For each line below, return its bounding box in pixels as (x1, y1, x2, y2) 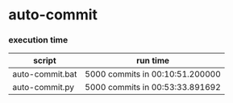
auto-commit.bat (12, 68, 77, 80)
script (33, 55, 56, 66)
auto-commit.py (12, 82, 75, 93)
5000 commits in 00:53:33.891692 (84, 82, 222, 93)
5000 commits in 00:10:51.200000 (84, 68, 222, 80)
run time (135, 55, 170, 66)
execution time (8, 35, 69, 46)
